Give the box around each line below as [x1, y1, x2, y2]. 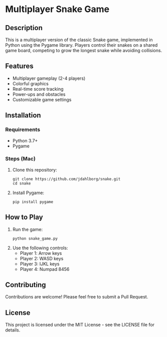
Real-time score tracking [12, 86, 64, 92]
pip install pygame [12, 199, 54, 204]
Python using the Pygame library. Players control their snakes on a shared [5, 42, 158, 48]
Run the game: [12, 226, 43, 232]
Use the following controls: [12, 245, 68, 251]
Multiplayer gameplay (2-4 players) [12, 75, 86, 81]
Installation [5, 111, 41, 120]
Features [5, 62, 34, 71]
